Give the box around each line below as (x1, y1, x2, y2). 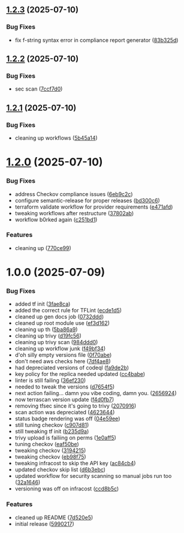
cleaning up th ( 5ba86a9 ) (14, 326, 78, 333)
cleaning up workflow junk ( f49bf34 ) (14, 345, 106, 353)
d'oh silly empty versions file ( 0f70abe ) (14, 351, 112, 359)
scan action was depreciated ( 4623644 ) (14, 409, 115, 416)
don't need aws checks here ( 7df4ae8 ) (14, 358, 111, 365)
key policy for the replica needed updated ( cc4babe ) (14, 371, 146, 378)
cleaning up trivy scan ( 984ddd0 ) (14, 339, 98, 346)
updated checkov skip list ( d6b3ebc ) (14, 466, 106, 473)
